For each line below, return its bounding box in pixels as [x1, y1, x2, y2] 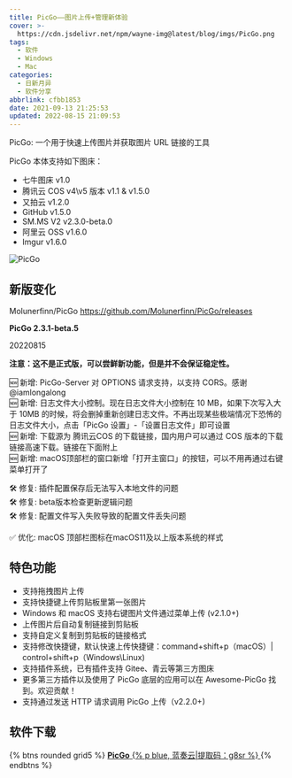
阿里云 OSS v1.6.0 [21, 227, 88, 237]
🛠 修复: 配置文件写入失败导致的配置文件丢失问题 [9, 510, 187, 520]
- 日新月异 [17, 79, 52, 88]
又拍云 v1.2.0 [21, 196, 70, 208]
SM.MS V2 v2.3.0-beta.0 [21, 216, 113, 227]
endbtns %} [9, 759, 53, 770]
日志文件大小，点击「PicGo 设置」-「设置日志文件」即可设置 [9, 420, 231, 430]
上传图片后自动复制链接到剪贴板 [21, 619, 139, 629]
